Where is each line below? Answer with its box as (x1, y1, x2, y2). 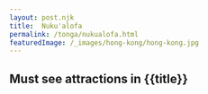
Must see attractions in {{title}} (9, 71, 189, 86)
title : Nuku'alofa (9, 21, 83, 30)
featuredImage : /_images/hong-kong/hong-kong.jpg (9, 38, 200, 47)
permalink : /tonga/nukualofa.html (9, 30, 140, 38)
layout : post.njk (9, 13, 75, 22)
